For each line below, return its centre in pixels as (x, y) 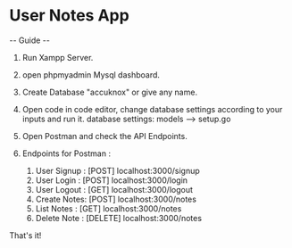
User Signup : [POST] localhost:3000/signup (118, 170)
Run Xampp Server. (58, 57)
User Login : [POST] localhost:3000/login (112, 180)
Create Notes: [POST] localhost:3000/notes (116, 199)
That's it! (25, 235)
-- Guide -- (30, 40)
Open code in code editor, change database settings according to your (152, 109)
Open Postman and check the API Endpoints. (104, 136)
